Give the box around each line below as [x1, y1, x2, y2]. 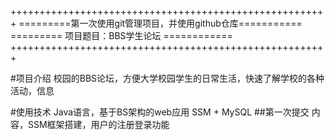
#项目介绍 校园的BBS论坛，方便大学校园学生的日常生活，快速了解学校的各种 [10, 72, 325, 84]
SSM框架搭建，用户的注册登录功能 [27, 119, 170, 130]
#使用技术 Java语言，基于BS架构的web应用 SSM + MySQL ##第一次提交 [10, 106, 310, 118]
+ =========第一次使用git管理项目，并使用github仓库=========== [10, 17, 303, 29]
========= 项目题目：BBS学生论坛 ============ [10, 30, 233, 41]
